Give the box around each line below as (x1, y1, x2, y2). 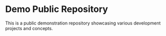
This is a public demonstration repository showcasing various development (5, 20, 161, 26)
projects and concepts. (5, 25, 53, 31)
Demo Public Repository (5, 3, 108, 15)
